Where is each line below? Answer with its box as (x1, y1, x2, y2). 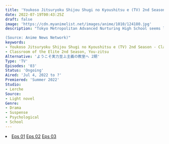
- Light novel (5, 96, 35, 101)
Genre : (5, 101, 19, 106)
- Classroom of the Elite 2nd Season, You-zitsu (5, 49, 109, 54)
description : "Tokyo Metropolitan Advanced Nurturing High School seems (5, 26, 161, 31)
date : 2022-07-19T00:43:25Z (5, 12, 64, 17)
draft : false (5, 17, 33, 22)
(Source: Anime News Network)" (5, 35, 71, 40)
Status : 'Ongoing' (5, 68, 44, 73)
